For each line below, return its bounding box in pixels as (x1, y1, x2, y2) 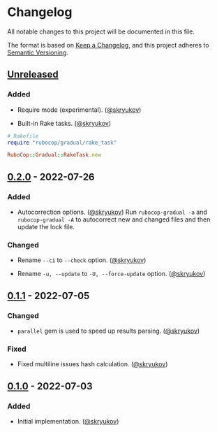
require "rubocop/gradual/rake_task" (7, 139, 117, 146)
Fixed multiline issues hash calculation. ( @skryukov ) (17, 360, 168, 368)
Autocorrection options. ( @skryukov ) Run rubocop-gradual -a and (17, 208, 207, 216)
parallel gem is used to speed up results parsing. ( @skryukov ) (17, 326, 200, 335)
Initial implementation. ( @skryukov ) (17, 417, 119, 425)
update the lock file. (17, 222, 75, 231)
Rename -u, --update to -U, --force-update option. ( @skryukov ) (17, 270, 206, 278)
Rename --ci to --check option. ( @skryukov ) (17, 256, 147, 264)
